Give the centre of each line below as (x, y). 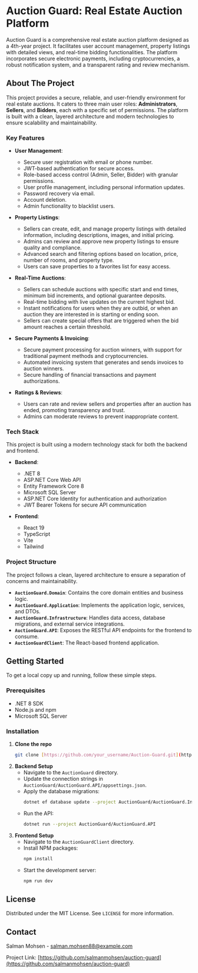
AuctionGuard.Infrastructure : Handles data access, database (90, 617)
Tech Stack (23, 432)
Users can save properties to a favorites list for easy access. (97, 267)
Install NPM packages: (51, 848)
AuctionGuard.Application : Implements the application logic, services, (100, 605)
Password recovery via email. (59, 193)
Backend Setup (34, 766)
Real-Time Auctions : (40, 278)
